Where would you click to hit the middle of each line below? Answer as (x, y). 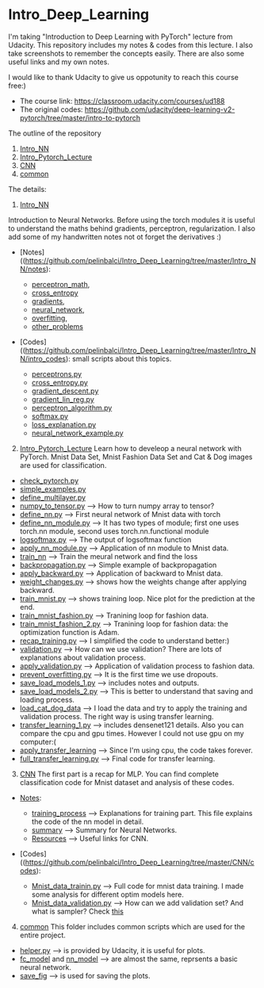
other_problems (57, 326)
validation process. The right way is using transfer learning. (117, 716)
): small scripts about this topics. (119, 358)
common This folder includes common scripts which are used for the (132, 926)
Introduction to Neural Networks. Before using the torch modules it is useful (132, 220)
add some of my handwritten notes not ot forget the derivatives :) (115, 236)
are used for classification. (63, 465)
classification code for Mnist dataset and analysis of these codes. (127, 782)
